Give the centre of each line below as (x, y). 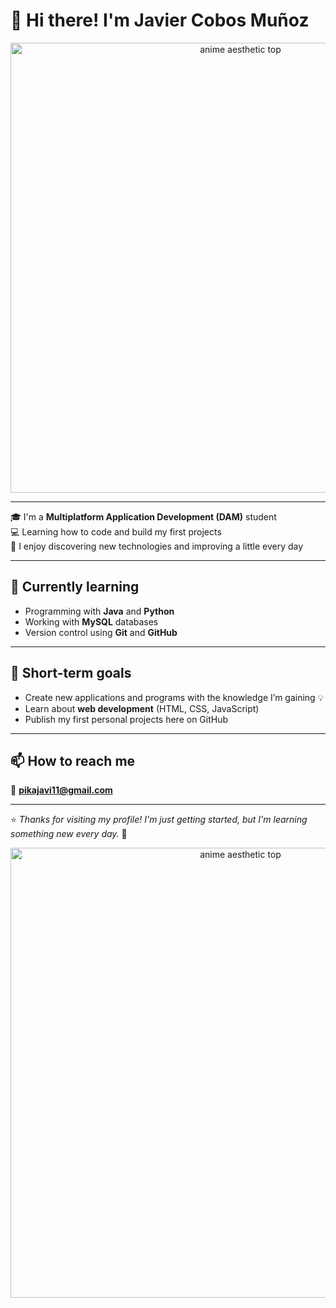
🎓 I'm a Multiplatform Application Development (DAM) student (143, 516)
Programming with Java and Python (99, 611)
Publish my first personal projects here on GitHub (126, 719)
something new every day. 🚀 (69, 834)
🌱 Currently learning (75, 587)
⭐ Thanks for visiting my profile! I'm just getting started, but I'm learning (159, 820)
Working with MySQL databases (91, 621)
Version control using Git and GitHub (101, 632)
